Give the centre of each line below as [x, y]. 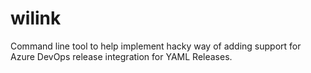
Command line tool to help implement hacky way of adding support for [156, 46]
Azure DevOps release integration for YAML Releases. [121, 56]
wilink [36, 18]
